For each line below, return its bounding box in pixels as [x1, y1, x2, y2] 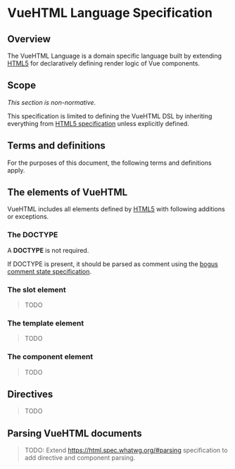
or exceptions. [7, 213, 49, 221]
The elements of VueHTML [7, 187, 128, 199]
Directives [7, 389, 53, 401]
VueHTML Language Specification [7, 5, 213, 21]
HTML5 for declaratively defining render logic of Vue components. [7, 59, 201, 68]
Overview [7, 33, 51, 45]
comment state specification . [7, 267, 92, 275]
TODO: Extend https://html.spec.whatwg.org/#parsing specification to [24, 446, 228, 455]
